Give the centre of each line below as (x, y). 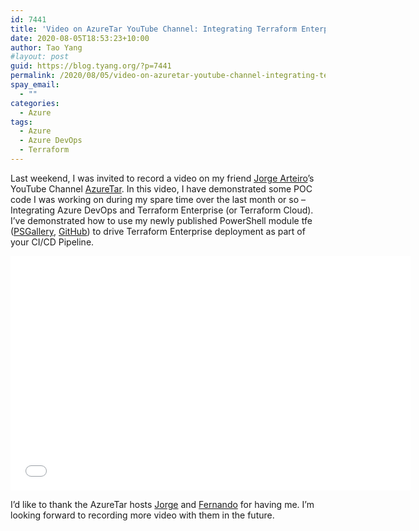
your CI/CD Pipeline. (52, 242)
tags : (21, 122)
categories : (35, 103)
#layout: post (40, 57)
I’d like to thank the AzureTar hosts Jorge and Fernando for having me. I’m (162, 504)
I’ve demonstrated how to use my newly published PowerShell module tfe (161, 220)
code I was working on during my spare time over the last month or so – (158, 199)
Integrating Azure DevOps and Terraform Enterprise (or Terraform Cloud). (162, 210)
